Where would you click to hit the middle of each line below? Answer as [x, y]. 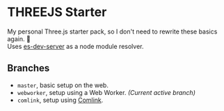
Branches [29, 68]
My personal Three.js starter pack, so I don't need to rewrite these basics [112, 31]
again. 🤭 [19, 38]
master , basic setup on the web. [63, 85]
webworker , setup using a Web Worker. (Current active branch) [106, 92]
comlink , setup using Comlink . [60, 100]
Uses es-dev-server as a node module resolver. [75, 46]
